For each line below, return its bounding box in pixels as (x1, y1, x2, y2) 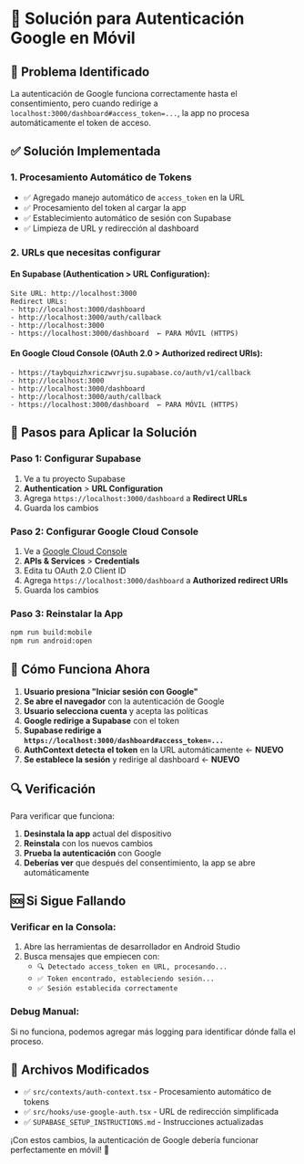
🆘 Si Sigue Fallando (10, 894, 127, 909)
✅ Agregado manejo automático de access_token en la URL (23, 192, 245, 203)
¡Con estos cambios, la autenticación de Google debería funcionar (10, 1135, 258, 1146)
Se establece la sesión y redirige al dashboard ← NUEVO (23, 753, 240, 765)
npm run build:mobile (10, 628, 93, 637)
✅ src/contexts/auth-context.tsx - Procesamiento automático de (23, 1086, 272, 1097)
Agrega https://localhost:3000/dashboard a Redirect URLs (23, 492, 248, 503)
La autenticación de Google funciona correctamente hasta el (10, 89, 238, 99)
